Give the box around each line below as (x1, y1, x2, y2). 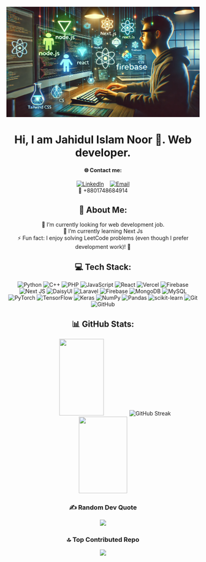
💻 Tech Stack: (74, 262, 132, 272)
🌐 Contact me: (84, 166, 122, 173)
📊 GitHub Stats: (71, 319, 135, 330)
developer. (75, 146, 131, 160)
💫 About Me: (78, 205, 128, 215)
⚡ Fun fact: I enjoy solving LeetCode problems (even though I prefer (17, 234, 189, 242)
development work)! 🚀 (75, 243, 131, 251)
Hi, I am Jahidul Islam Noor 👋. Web (14, 133, 192, 147)
